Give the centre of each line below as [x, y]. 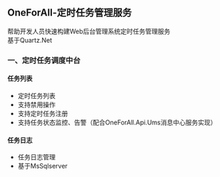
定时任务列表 [36, 95]
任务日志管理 [36, 157]
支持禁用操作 [36, 104]
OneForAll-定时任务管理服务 [69, 13]
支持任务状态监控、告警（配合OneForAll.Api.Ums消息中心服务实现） [117, 122]
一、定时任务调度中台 [44, 60]
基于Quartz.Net [30, 40]
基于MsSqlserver [42, 166]
